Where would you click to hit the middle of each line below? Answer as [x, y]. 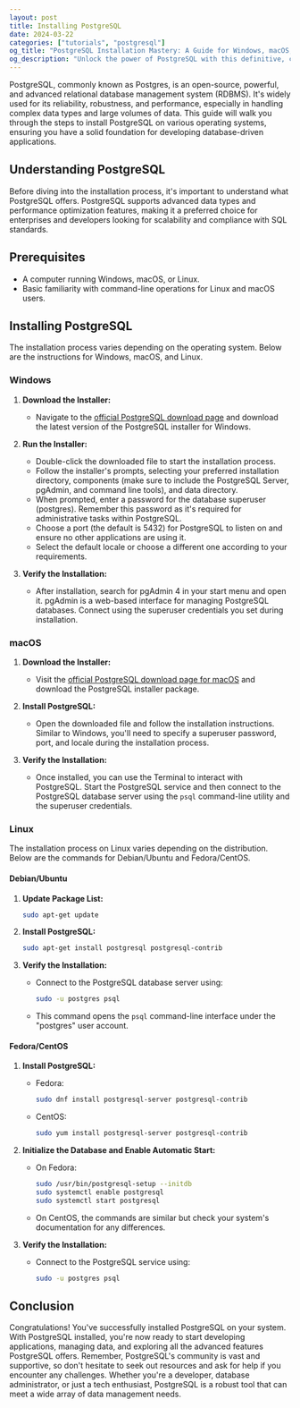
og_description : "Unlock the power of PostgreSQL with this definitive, [147, 59]
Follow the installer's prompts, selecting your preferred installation [157, 471]
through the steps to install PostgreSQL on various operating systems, [138, 123]
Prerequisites [47, 257]
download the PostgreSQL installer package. [117, 689]
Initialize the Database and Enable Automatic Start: [119, 1150]
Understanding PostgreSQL [87, 170]
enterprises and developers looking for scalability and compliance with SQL [148, 219]
